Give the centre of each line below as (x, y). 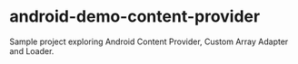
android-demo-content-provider (135, 17)
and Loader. (32, 50)
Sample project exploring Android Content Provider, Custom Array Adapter (149, 41)
